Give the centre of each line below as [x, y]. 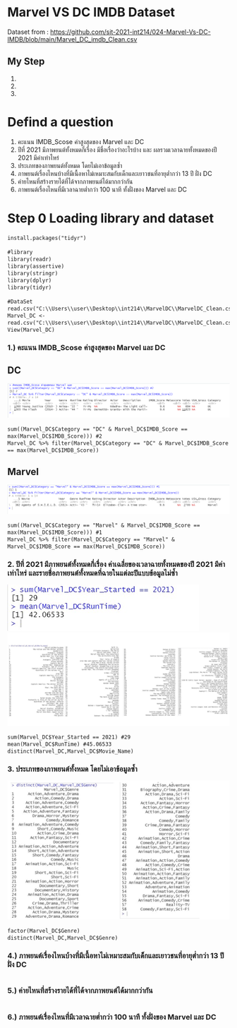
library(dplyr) [30, 280]
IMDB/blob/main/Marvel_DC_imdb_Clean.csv [72, 39]
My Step [26, 62]
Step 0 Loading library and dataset [110, 218]
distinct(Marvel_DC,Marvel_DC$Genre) [63, 938]
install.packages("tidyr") [47, 238]
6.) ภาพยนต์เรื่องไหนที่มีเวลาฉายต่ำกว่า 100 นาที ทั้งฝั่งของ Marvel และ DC [112, 1017]
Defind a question [61, 122]
